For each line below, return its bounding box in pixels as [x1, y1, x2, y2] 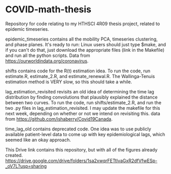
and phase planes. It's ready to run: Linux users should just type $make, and [5, 41, 166, 47]
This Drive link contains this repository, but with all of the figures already [5, 146, 158, 152]
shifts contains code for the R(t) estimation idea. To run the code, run [5, 68, 151, 74]
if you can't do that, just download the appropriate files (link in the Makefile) [5, 47, 165, 53]
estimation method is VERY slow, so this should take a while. [5, 79, 132, 85]
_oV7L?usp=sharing [5, 163, 47, 169]
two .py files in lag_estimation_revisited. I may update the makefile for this [5, 105, 160, 111]
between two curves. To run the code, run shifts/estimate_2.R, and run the [5, 99, 162, 106]
